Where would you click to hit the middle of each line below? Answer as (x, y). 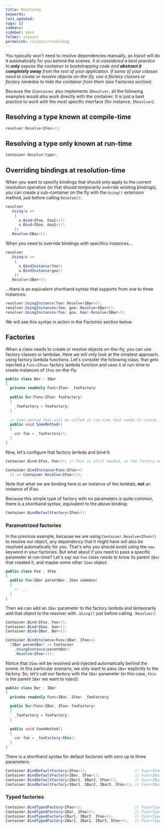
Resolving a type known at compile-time (68, 117)
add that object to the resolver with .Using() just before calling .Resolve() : (81, 613)
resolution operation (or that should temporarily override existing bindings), (81, 187)
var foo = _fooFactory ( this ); (45, 738)
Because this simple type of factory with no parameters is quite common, (80, 499)
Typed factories (25, 797)
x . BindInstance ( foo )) (41, 266)
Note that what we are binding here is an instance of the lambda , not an (78, 484)
